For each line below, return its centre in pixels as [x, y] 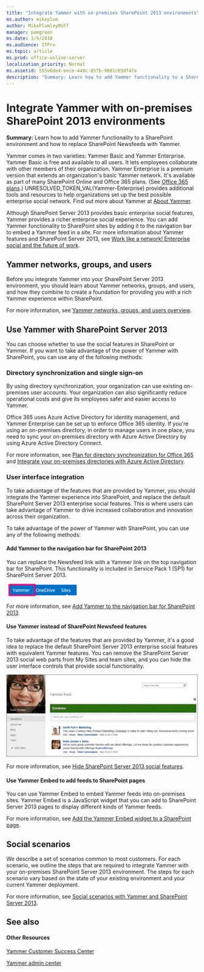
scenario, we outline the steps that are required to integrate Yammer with [98, 865]
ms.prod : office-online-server [46, 58]
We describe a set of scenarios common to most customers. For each [93, 859]
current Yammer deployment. [43, 884]
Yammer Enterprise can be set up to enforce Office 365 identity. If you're [97, 424]
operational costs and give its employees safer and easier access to [91, 399]
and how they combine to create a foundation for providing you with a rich [99, 292]
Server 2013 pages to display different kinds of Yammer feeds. [84, 807]
